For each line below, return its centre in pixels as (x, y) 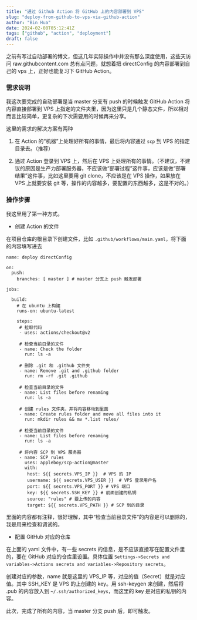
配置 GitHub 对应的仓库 (43, 537)
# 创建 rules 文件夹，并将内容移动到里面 (64, 409)
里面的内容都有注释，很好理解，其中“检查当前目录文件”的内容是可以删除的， (98, 517)
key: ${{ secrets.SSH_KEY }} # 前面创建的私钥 (82, 492)
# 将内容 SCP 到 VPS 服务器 (50, 452)
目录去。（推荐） (34, 149)
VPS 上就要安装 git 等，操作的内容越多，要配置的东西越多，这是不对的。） (103, 183)
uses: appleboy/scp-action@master (67, 463)
